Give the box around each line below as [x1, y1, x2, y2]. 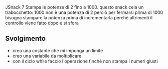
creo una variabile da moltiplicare [12, 53, 82, 59]
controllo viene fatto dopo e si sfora [5, 20, 79, 26]
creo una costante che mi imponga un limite [12, 47, 103, 54]
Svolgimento [5, 34, 46, 43]
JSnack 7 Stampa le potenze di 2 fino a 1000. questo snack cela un [5, 4, 144, 10]
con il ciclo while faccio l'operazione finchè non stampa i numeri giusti [12, 58, 158, 64]
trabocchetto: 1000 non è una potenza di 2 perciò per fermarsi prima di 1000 [5, 9, 163, 15]
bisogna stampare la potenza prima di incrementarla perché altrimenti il [5, 15, 153, 20]
